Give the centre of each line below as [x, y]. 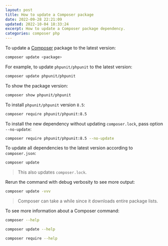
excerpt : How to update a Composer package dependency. [65, 29]
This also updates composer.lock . [52, 172]
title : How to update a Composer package [50, 15]
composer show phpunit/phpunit [38, 95]
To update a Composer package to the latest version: [61, 48]
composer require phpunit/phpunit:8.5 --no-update [60, 138]
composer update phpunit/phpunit [40, 76]
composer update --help [30, 229]
